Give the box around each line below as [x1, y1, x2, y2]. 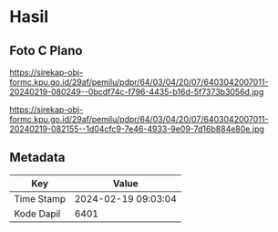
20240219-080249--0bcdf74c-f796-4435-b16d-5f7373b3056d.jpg [9, 87, 264, 97]
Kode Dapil [14, 207, 61, 220]
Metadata [9, 150, 66, 165]
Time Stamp [14, 192, 67, 205]
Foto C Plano [9, 43, 83, 58]
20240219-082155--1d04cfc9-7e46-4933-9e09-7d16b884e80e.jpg [9, 123, 264, 134]
